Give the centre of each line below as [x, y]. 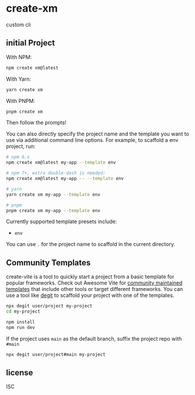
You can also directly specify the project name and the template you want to [98, 134]
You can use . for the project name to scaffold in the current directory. [90, 244]
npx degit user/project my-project [49, 306]
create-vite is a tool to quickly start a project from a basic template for [90, 277]
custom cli [18, 25]
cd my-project [23, 311]
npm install [20, 322]
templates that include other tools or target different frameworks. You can [95, 289]
